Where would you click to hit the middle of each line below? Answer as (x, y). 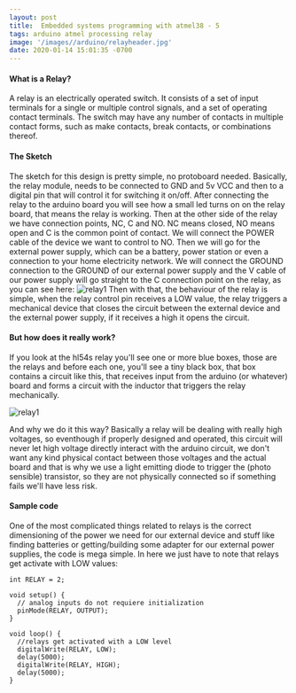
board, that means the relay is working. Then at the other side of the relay (144, 214)
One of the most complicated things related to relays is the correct (130, 526)
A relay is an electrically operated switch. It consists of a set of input (134, 98)
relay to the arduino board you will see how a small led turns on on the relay (147, 204)
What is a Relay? (40, 78)
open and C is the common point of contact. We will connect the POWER (142, 232)
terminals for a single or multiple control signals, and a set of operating (138, 108)
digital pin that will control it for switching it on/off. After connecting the (139, 195)
